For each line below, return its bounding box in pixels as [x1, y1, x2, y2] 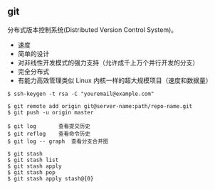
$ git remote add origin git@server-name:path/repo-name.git [7, 102, 193, 109]
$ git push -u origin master [7, 109, 94, 116]
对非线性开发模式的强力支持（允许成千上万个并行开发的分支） [17, 58, 199, 67]
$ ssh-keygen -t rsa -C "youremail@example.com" [7, 90, 154, 97]
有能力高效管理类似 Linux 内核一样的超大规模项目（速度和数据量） [17, 76, 212, 85]
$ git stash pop [7, 168, 56, 176]
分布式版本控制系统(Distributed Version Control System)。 [7, 25, 178, 34]
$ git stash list [7, 156, 59, 163]
